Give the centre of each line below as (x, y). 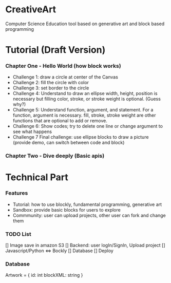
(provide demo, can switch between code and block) (69, 143)
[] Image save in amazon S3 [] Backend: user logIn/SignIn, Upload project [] (85, 246)
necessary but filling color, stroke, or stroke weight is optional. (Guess (87, 99)
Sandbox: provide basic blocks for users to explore (66, 210)
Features (17, 193)
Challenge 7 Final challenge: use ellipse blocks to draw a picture (81, 137)
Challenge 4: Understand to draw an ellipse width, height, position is (85, 93)
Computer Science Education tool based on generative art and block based (85, 24)
